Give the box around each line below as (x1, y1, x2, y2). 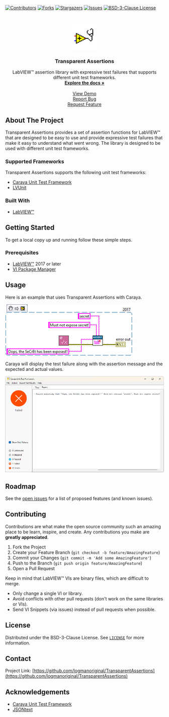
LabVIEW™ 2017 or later (12, 260, 61, 267)
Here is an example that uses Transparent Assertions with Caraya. (5, 294, 142, 300)
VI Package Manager (12, 266, 56, 272)
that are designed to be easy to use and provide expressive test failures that (5, 135, 163, 141)
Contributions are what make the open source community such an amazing (5, 523, 161, 529)
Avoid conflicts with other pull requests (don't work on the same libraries (12, 595, 163, 601)
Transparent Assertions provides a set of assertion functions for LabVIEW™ (5, 129, 160, 136)
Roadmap (5, 482, 36, 490)
